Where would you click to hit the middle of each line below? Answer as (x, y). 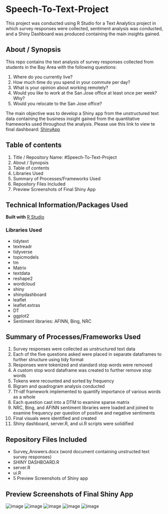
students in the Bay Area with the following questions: (61, 67)
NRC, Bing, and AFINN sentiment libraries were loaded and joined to (83, 407)
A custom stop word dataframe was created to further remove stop (82, 370)
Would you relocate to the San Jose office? (57, 104)
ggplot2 (21, 316)
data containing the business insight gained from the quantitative (73, 119)
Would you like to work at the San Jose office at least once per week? (85, 93)
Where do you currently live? (43, 77)
